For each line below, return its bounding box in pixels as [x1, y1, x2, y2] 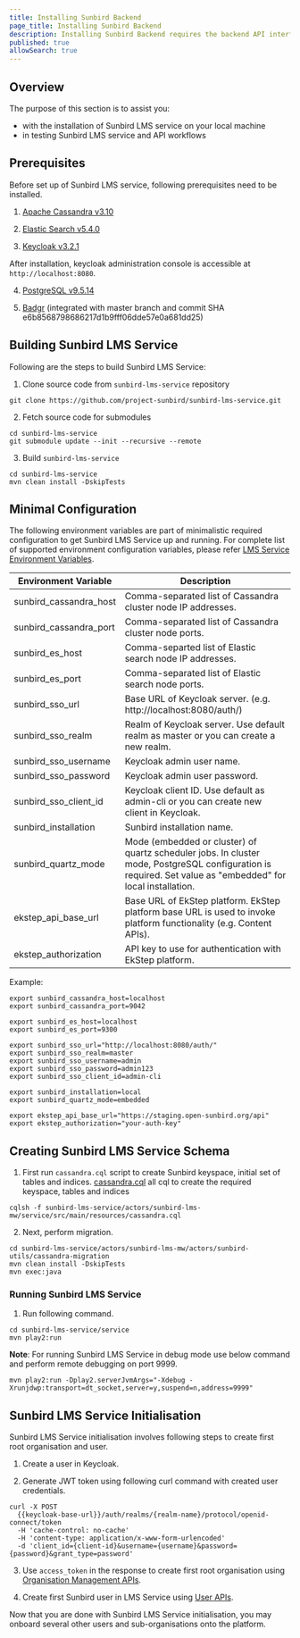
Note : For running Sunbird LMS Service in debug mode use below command [9, 1350, 290, 1360]
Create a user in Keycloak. [21, 1458, 120, 1469]
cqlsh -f [9, 1203, 42, 1213]
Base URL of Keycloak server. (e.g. [124, 693, 271, 706]
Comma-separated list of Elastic [124, 667, 262, 680]
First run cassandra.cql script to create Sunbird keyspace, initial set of [21, 1167, 281, 1178]
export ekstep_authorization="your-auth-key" [9, 1119, 181, 1128]
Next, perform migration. [21, 1227, 113, 1238]
